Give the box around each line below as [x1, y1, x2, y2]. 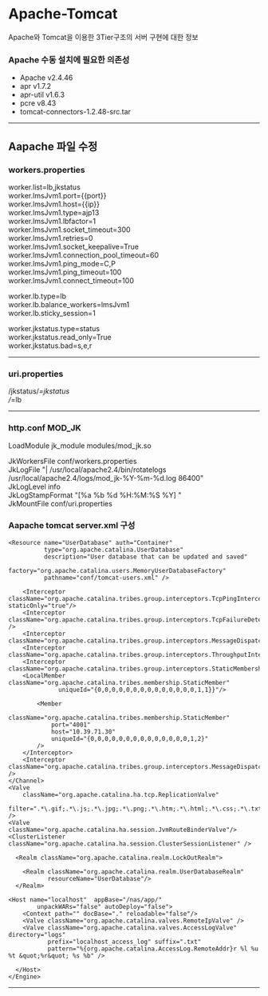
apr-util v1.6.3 [19, 90, 65, 100]
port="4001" [50, 721, 91, 729]
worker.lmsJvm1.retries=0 [8, 233, 93, 242]
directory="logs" [8, 930, 66, 938]
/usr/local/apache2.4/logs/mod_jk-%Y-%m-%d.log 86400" [8, 473, 204, 482]
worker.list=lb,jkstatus [8, 182, 81, 192]
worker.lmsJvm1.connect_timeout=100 [8, 275, 134, 285]
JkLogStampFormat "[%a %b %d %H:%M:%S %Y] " [8, 490, 182, 500]
